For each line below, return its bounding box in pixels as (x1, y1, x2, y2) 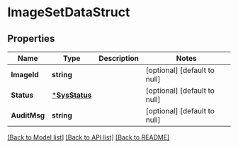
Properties (7, 33, 55, 45)
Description (98, 54, 140, 63)
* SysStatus (52, 90, 92, 100)
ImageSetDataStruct (7, 4, 130, 21)
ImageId (11, 70, 39, 79)
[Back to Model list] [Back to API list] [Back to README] (7, 133, 170, 142)
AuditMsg (11, 110, 45, 120)
